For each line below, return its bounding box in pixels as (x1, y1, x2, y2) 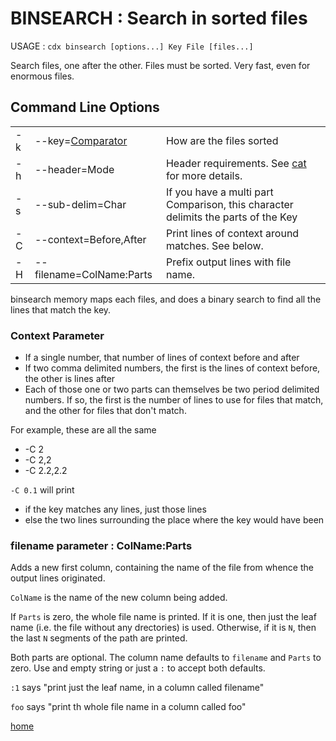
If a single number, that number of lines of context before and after (24, 352, 300, 364)
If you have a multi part (165, 185, 274, 199)
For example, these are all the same (10, 424, 157, 436)
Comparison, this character (165, 197, 294, 211)
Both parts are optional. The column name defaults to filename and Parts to (10, 652, 322, 664)
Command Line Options (10, 99, 160, 116)
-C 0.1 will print (10, 484, 75, 496)
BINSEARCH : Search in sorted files (10, 7, 308, 30)
